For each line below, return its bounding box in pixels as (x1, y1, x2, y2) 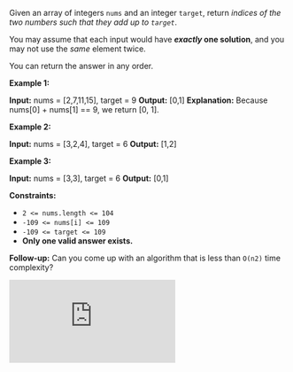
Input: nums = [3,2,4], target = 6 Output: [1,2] (9, 139, 177, 149)
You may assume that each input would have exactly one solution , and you (9, 35, 285, 44)
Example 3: (9, 156, 51, 167)
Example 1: (9, 78, 50, 88)
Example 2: (9, 121, 51, 132)
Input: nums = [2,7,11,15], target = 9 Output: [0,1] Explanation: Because (9, 95, 268, 105)
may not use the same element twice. (9, 43, 146, 54)
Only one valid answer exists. (21, 236, 134, 246)
